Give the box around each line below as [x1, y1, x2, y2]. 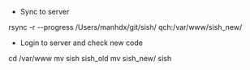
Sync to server [19, 7, 70, 16]
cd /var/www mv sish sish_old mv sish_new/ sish [8, 54, 172, 63]
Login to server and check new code [19, 38, 144, 47]
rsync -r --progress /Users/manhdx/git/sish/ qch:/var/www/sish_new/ [8, 23, 243, 31]
